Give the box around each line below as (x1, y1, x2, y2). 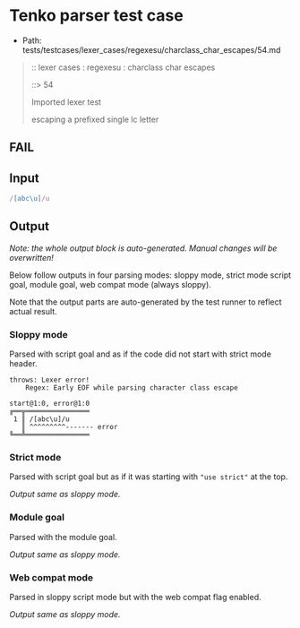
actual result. (9, 305, 57, 316)
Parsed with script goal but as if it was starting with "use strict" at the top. (9, 471, 288, 482)
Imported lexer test (30, 96, 101, 108)
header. (9, 358, 38, 369)
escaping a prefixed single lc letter (30, 114, 159, 125)
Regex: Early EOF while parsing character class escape (25, 383, 239, 392)
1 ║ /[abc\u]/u (13, 415, 70, 424)
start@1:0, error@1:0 (9, 400, 90, 409)
